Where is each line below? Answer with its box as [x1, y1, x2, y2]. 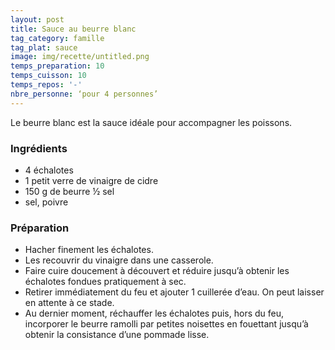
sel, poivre [24, 196, 69, 208]
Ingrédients [10, 141, 68, 155]
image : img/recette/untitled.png [10, 52, 150, 62]
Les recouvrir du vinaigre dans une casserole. [24, 254, 214, 266]
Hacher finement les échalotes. [24, 244, 154, 256]
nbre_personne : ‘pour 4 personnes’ [10, 89, 159, 99]
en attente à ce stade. [24, 297, 115, 309]
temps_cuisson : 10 [10, 71, 87, 81]
